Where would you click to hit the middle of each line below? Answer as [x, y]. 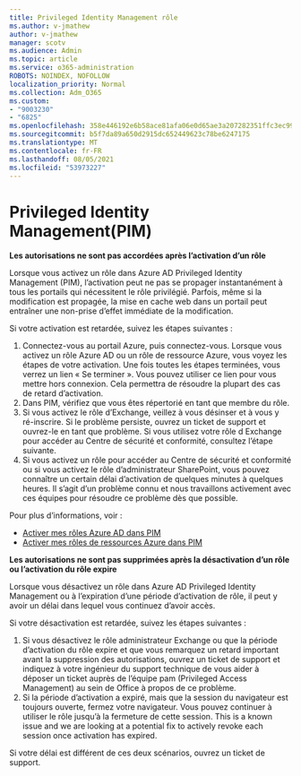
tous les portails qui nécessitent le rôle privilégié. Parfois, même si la [136, 292]
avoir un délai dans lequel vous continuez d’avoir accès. [112, 606]
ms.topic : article [43, 59]
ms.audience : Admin [46, 51]
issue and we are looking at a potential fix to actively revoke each [143, 726]
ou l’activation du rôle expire [63, 569]
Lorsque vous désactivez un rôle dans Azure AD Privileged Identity [133, 587]
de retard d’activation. [63, 393]
